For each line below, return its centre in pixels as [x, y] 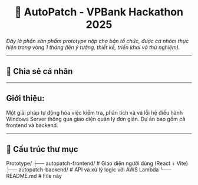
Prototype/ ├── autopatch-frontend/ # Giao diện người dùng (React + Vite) [97, 163]
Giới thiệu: [26, 98]
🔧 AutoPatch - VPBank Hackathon [99, 12]
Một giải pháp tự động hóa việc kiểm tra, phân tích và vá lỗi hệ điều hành [95, 112]
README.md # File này [34, 176]
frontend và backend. [32, 125]
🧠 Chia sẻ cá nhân [39, 71]
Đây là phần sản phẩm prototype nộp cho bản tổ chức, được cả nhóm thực [98, 41]
